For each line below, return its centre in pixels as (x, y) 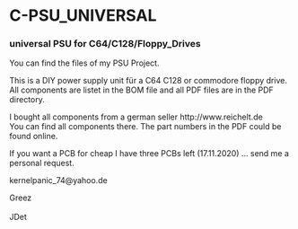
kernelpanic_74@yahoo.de (58, 181)
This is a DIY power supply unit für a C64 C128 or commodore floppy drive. (148, 81)
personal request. (42, 163)
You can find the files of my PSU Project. (84, 63)
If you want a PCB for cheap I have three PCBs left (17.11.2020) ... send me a (149, 154)
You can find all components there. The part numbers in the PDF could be (145, 127)
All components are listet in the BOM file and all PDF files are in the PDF (141, 90)
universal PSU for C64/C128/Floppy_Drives (105, 44)
